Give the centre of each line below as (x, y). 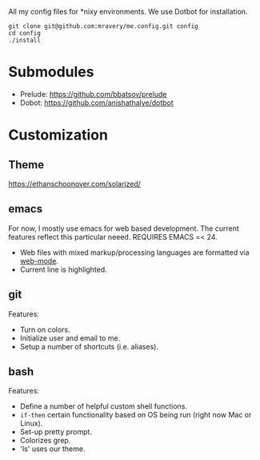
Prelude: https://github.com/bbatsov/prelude (93, 94)
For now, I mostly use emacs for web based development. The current (124, 228)
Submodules (51, 72)
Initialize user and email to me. (70, 338)
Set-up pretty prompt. (56, 432)
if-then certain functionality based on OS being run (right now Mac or (136, 415)
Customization (58, 135)
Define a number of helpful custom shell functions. (104, 406)
